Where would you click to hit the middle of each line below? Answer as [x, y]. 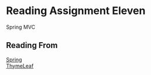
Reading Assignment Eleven [76, 11]
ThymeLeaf [20, 66]
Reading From [32, 45]
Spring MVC [21, 27]
